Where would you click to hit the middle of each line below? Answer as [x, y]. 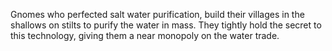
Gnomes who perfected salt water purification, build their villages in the [157, 14]
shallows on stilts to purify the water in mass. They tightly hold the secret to [166, 25]
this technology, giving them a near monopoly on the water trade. [145, 35]
